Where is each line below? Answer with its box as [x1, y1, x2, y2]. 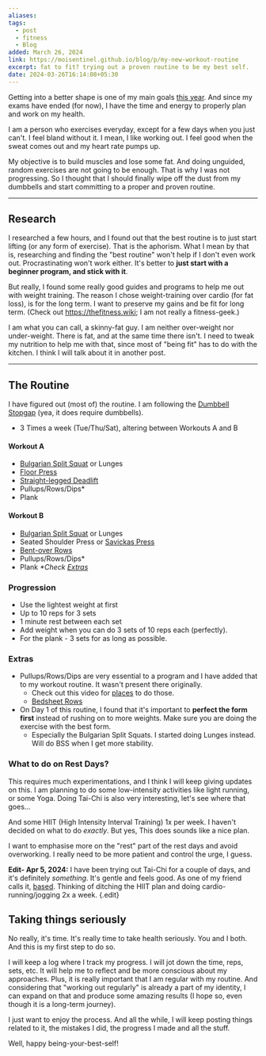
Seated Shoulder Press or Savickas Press [19, 536, 155, 547]
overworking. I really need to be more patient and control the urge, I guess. [8, 849, 253, 859]
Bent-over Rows [19, 545, 73, 555]
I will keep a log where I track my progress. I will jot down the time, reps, [8, 958, 244, 967]
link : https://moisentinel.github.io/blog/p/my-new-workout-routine [8, 56, 239, 64]
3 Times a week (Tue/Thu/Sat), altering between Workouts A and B [19, 423, 238, 433]
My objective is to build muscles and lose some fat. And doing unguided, [8, 156, 245, 166]
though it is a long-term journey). [8, 1000, 116, 1009]
